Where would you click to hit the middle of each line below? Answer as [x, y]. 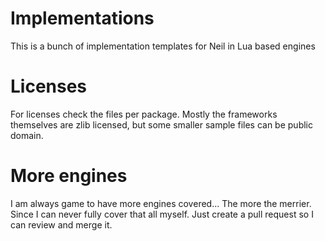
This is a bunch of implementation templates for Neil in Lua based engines [163, 46]
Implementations [82, 18]
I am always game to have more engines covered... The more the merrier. [161, 203]
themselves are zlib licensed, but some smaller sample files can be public [161, 124]
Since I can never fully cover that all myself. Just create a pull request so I [162, 214]
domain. [27, 135]
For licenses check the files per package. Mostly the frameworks [144, 114]
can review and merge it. [61, 224]
